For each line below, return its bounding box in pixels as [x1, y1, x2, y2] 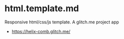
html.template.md [4, 3, 79, 14]
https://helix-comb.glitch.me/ [11, 28, 71, 34]
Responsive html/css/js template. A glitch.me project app [4, 19, 119, 25]
